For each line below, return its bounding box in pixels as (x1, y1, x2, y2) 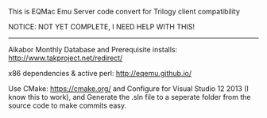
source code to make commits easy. (8, 101, 127, 110)
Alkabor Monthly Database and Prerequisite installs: (8, 45, 178, 54)
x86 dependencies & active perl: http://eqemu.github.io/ (8, 69, 192, 78)
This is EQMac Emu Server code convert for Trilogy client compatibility (8, 7, 241, 16)
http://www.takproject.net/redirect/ (8, 53, 123, 63)
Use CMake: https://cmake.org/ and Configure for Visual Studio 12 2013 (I (8, 84, 249, 93)
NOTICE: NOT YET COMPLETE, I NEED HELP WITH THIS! (8, 22, 195, 31)
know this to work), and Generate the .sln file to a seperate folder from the (8, 93, 251, 101)
